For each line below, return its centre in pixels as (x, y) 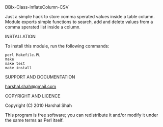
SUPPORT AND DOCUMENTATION (40, 77)
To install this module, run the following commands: (57, 46)
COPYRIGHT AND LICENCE (33, 96)
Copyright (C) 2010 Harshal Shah (39, 105)
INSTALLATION (20, 37)
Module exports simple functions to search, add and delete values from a (79, 22)
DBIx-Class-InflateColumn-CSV (37, 7)
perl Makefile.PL (23, 55)
